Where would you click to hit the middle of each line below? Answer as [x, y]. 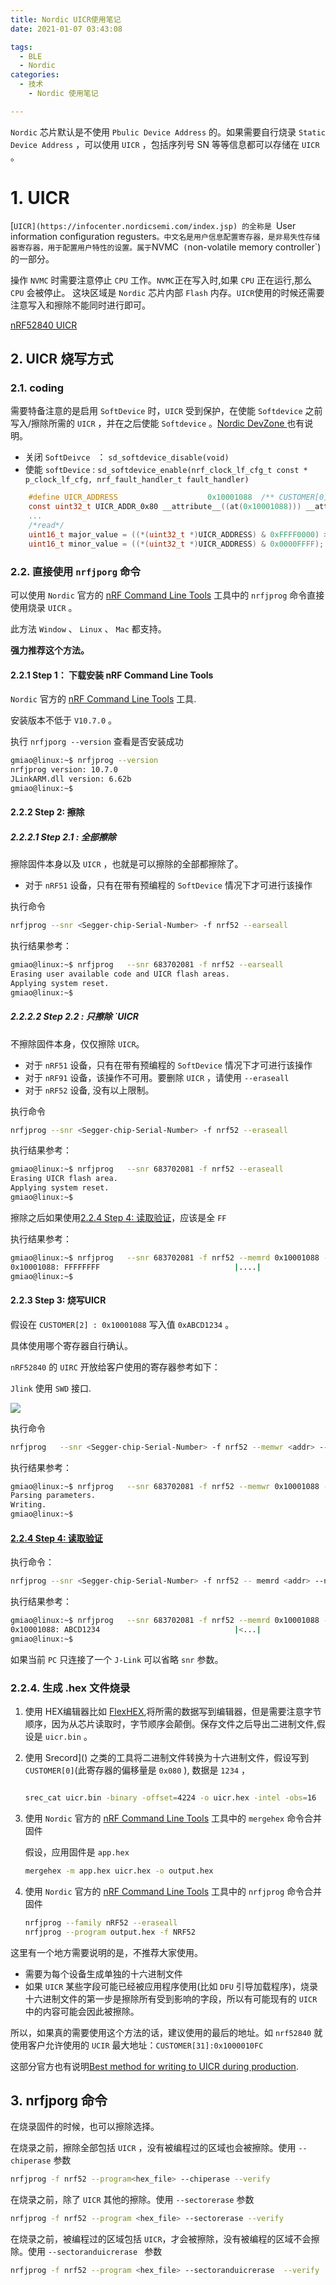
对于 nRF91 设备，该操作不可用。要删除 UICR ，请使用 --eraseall [157, 1077]
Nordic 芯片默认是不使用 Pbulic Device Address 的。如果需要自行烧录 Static [168, 132]
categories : [35, 75]
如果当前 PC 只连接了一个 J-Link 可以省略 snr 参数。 [117, 1659]
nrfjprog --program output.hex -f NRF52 [110, 1932]
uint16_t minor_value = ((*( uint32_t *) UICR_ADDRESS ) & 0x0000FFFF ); [176, 544]
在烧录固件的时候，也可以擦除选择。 [85, 2127]
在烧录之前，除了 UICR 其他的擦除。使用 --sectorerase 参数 [132, 2200]
